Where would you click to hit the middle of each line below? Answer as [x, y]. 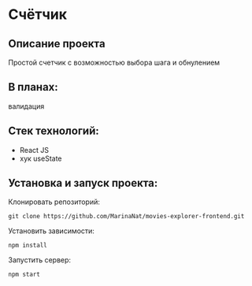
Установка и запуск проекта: [83, 183]
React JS [34, 150]
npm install [28, 246]
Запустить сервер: [40, 260]
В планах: [33, 87]
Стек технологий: [54, 131]
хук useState [41, 158]
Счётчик [38, 15]
